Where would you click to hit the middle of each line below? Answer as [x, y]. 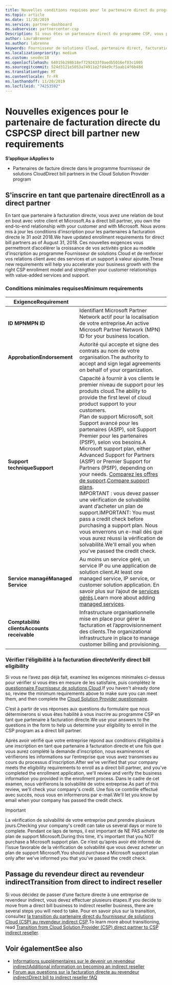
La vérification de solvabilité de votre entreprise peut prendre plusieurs [80, 820]
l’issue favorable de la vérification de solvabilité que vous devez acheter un [84, 847]
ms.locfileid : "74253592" [33, 86]
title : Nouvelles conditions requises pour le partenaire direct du [80, 10]
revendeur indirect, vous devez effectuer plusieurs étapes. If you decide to [83, 900]
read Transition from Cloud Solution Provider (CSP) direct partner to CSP [82, 927]
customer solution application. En [119, 585]
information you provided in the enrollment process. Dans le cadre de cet [82, 778]
